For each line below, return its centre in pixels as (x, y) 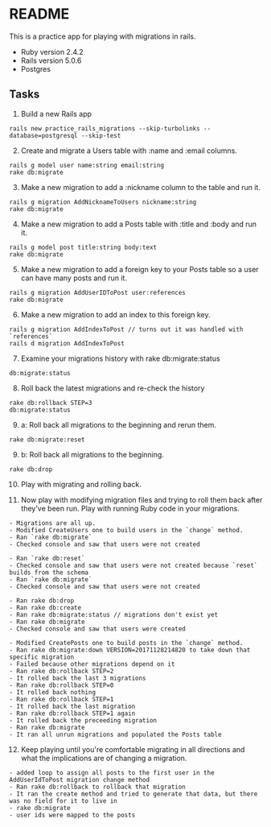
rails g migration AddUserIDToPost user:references (97, 292)
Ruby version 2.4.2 (52, 52)
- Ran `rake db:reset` (47, 558)
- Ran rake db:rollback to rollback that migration (97, 787)
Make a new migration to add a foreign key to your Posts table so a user (140, 269)
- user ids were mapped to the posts (72, 815)
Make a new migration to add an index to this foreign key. (115, 314)
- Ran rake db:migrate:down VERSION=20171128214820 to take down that (130, 650)
